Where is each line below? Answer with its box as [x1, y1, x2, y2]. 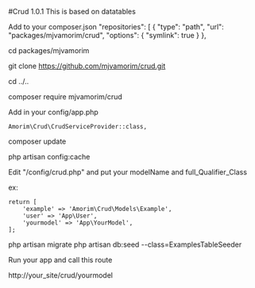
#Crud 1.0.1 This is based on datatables [8, 7, 137, 16]
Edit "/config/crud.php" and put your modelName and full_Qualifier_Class [8, 167, 248, 177]
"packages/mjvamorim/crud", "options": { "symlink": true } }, [8, 31, 207, 40]
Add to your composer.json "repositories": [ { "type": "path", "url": [8, 22, 224, 31]
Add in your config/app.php [8, 107, 99, 117]
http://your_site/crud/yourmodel [8, 271, 114, 280]
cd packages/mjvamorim [8, 46, 90, 55]
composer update [8, 136, 67, 146]
